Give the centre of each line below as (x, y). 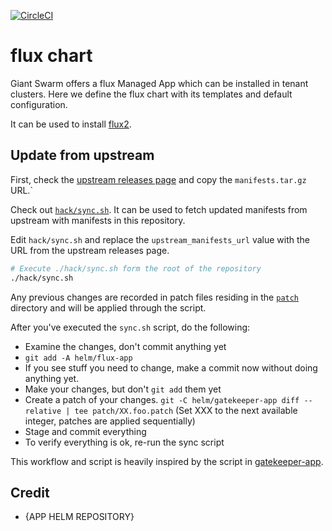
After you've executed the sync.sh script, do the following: (130, 327)
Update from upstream (82, 155)
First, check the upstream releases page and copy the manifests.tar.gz (158, 179)
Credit (30, 492)
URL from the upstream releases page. (90, 250)
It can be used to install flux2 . (71, 124)
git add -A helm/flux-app (78, 358)
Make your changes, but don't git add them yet (123, 389)
